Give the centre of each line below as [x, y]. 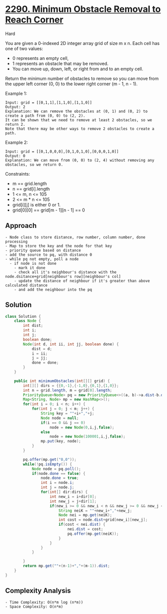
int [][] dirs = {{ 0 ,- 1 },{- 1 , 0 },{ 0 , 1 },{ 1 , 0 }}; [71, 386]
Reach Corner [34, 20]
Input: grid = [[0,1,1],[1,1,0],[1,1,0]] [49, 102]
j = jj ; [40, 358]
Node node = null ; [60, 418]
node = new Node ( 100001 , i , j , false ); [87, 437]
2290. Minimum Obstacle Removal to [83, 9]
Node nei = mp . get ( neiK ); [85, 515]
